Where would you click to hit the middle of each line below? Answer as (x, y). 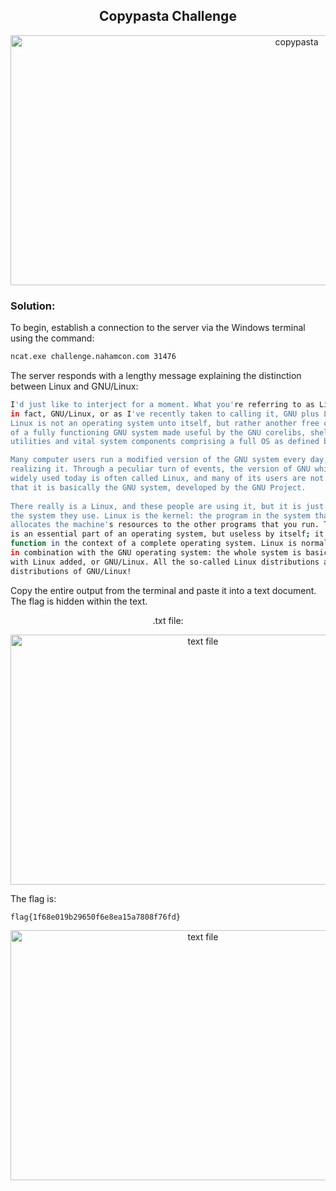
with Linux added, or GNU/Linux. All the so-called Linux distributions (165, 562)
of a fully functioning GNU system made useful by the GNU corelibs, (158, 432)
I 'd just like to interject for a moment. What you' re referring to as (162, 404)
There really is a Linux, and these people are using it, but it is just (167, 506)
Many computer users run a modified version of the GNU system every (158, 460)
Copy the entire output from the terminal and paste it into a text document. (163, 590)
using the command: (52, 338)
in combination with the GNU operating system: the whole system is (156, 553)
